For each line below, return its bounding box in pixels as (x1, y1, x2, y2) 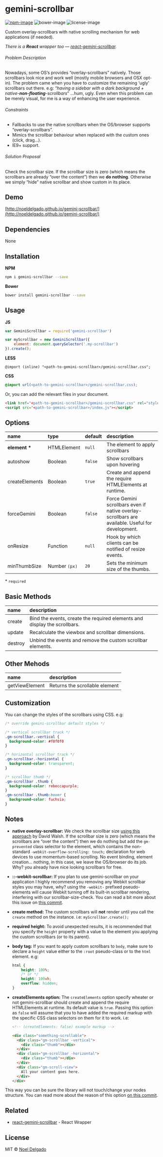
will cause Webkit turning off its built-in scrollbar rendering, (31, 889, 150, 895)
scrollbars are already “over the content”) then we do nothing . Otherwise (5, 174, 151, 179)
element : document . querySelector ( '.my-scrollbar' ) (14, 342, 118, 347)
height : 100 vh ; (21, 977, 52, 981)
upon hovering (106, 461, 140, 468)
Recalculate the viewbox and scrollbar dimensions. (29, 629, 145, 636)
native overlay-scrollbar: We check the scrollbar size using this (12, 828, 140, 834)
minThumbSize (7, 563, 42, 570)
